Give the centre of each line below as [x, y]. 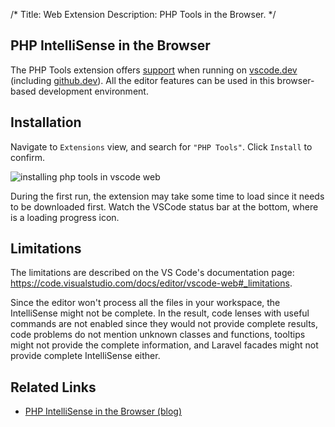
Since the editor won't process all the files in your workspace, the [145, 303]
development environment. [93, 91]
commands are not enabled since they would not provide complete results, [164, 324]
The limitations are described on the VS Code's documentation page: [152, 273]
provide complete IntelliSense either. [85, 356]
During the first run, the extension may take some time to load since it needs [167, 196]
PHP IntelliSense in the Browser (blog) [103, 411]
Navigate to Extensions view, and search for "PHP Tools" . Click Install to [161, 146]
